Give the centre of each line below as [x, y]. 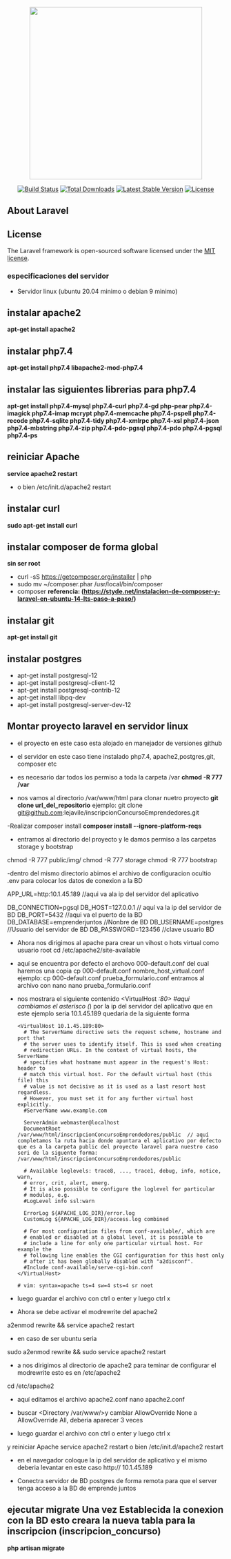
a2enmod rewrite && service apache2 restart [71, 1325]
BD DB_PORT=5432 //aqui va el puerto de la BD [75, 915]
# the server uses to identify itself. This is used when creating [123, 1044]
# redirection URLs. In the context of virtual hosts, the [110, 1050]
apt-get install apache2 [41, 329]
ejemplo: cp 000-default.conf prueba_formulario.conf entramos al [111, 978]
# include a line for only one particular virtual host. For [113, 1243]
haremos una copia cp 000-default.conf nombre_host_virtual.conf [111, 971]
